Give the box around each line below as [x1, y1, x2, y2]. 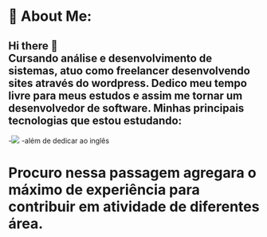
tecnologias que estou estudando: [8, 113, 182, 127]
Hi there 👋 [8, 39, 58, 53]
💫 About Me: [8, 7, 92, 26]
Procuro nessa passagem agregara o [8, 164, 257, 182]
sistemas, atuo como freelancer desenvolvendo [8, 64, 251, 77]
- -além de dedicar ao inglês [8, 136, 110, 145]
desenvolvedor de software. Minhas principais [8, 101, 245, 115]
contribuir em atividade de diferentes [8, 198, 260, 216]
